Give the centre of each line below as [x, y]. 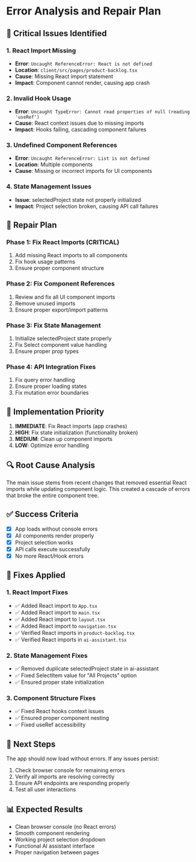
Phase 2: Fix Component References [61, 284]
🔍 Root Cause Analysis [51, 465]
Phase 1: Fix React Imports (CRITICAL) [63, 242]
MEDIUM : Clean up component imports [64, 439]
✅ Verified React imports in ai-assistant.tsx [71, 639]
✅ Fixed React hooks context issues [60, 711]
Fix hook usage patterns [45, 262]
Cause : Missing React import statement [64, 76]
